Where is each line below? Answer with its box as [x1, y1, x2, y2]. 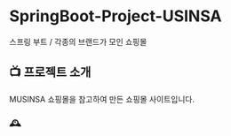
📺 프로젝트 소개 [9, 64, 92, 80]
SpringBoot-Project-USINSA [9, 6, 222, 26]
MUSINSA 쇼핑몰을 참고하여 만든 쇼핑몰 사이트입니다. [9, 94, 195, 104]
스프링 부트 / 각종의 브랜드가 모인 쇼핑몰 [9, 36, 147, 47]
